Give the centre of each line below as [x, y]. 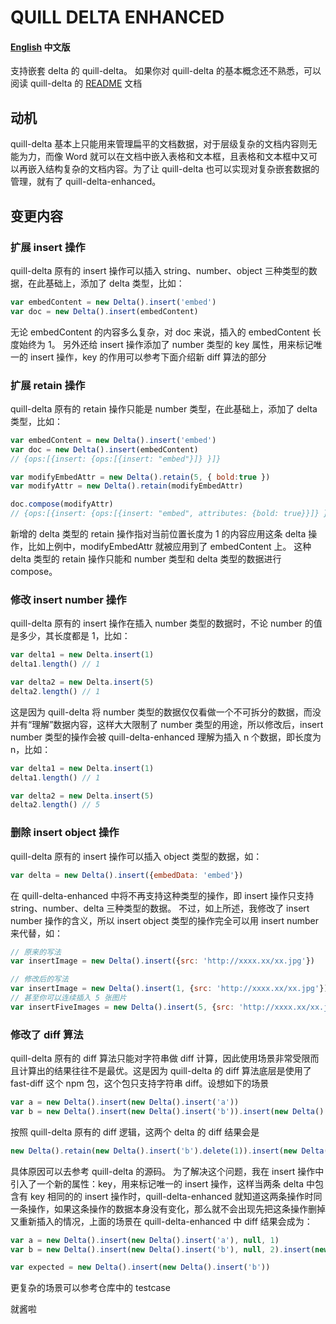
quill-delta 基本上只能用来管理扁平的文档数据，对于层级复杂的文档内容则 [159, 144]
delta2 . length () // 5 [55, 805]
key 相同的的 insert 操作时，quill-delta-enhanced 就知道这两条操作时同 [176, 1196]
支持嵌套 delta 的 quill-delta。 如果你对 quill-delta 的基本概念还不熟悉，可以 [166, 71]
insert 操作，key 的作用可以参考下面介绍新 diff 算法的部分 [148, 357]
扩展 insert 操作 [48, 247]
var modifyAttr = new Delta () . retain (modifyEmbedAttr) [127, 486]
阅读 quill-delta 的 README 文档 [76, 83]
